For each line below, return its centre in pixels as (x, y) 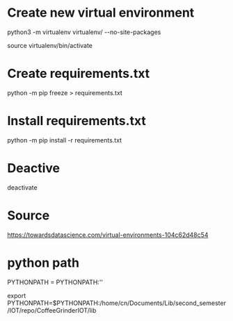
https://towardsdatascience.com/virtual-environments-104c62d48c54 (108, 235)
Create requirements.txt (79, 74)
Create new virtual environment (101, 13)
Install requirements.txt (77, 121)
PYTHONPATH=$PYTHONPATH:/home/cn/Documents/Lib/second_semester (116, 303)
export (17, 295)
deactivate (22, 187)
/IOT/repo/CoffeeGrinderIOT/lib (52, 310)
